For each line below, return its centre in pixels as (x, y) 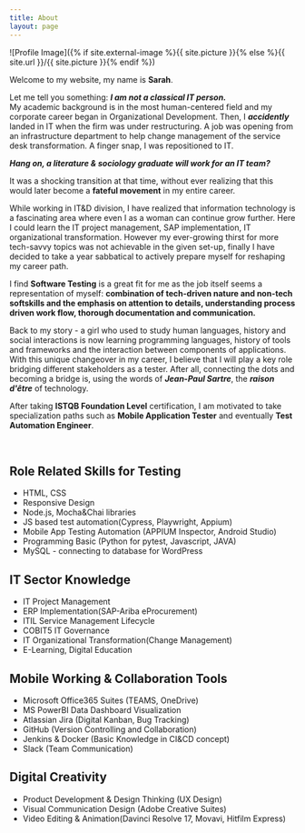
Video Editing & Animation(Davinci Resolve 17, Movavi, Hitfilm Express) (154, 818)
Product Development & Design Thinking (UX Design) (122, 799)
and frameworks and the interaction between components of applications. (148, 349)
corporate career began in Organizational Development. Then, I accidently (149, 116)
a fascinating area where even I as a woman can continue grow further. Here (152, 217)
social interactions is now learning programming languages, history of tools (150, 340)
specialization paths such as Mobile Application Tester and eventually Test (151, 416)
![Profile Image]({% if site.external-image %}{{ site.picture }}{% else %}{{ (148, 52)
